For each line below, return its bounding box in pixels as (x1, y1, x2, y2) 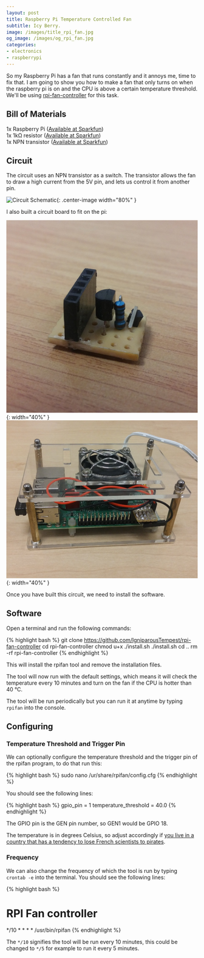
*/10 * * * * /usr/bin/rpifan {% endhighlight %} (6, 926, 121, 934)
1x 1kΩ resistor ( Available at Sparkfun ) (6, 131, 101, 139)
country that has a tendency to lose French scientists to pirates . (6, 838, 166, 846)
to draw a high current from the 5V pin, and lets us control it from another (6, 178, 190, 185)
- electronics (6, 49, 42, 55)
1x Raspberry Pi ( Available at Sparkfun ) (6, 125, 104, 132)
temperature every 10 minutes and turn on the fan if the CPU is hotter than (6, 679, 192, 686)
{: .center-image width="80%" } (56, 196, 137, 204)
